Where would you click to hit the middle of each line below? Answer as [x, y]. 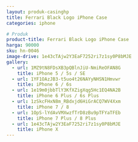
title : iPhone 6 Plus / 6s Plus [58, 96]
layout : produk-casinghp [38, 12]
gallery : [17, 62]
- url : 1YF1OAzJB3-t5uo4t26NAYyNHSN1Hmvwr [66, 79]
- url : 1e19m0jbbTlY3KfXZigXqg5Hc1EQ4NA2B [66, 90]
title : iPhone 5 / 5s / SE [51, 73]
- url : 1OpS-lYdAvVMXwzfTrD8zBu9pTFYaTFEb [66, 112]
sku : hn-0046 [23, 51]
